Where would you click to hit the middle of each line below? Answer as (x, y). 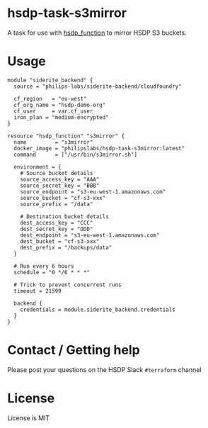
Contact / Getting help (74, 350)
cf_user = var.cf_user (53, 111)
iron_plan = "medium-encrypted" (62, 117)
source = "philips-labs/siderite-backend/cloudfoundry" (98, 86)
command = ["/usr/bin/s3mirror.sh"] (76, 154)
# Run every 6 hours (44, 266)
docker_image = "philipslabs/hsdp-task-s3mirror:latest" (99, 148)
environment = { (37, 167)
